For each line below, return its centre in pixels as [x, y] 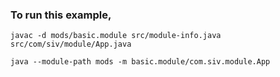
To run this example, [61, 15]
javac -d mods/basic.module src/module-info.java [116, 36]
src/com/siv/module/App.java [71, 44]
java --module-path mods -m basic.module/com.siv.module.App [140, 62]
